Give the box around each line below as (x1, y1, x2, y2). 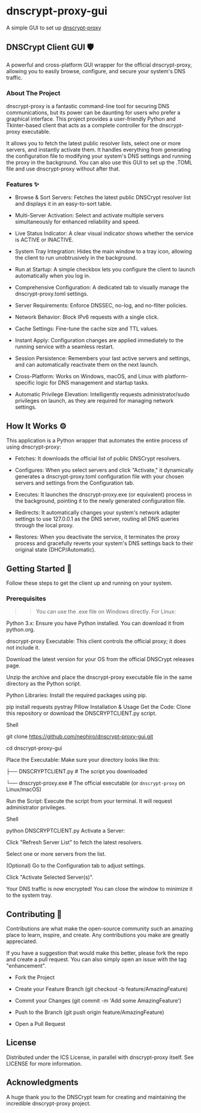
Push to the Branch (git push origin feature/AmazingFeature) (14, 1009, 164, 1016)
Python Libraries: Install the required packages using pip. (6, 692, 148, 699)
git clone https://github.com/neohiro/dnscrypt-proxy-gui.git (6, 733, 154, 740)
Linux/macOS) (6, 786, 42, 793)
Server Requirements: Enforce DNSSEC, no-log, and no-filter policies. (14, 302, 188, 309)
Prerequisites (6, 594, 46, 603)
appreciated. (6, 938, 38, 945)
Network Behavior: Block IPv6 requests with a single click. (14, 313, 159, 321)
